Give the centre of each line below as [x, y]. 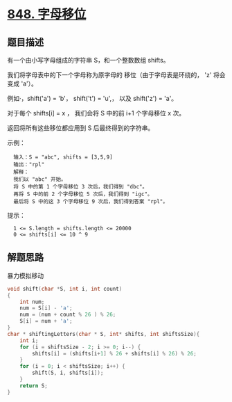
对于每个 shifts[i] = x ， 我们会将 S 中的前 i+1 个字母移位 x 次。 [96, 113]
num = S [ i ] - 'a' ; [46, 308]
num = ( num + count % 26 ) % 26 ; [68, 315]
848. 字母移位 [47, 14]
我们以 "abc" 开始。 [40, 179]
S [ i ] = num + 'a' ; [46, 321]
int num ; [32, 302]
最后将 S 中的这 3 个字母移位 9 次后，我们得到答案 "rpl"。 [91, 202]
